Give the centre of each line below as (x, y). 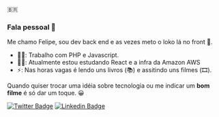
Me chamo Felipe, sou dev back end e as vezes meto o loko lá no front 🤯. (110, 42)
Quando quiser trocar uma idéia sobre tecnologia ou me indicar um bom (108, 86)
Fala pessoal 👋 (31, 27)
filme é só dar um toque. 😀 (46, 93)
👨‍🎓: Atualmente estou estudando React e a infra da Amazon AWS (108, 63)
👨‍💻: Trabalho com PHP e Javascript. (68, 55)
